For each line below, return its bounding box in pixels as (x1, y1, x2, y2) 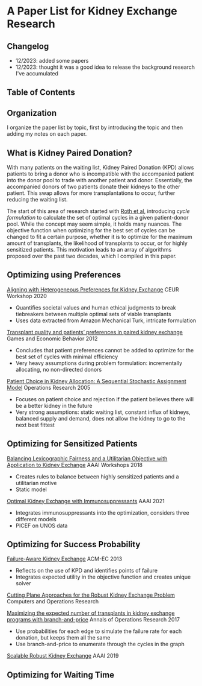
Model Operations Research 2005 (7, 384, 91, 391)
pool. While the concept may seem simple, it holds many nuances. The (7, 220, 182, 227)
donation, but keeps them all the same (15, 634, 111, 641)
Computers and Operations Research (7, 598, 99, 605)
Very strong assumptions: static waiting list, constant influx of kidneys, (15, 408, 191, 416)
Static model (15, 486, 47, 493)
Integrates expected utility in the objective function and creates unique (15, 573, 191, 580)
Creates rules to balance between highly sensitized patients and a (15, 472, 179, 480)
